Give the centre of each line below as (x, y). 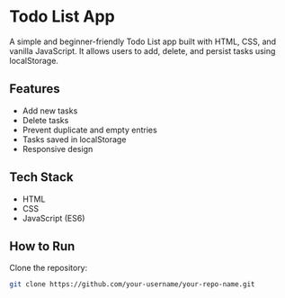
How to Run (42, 246)
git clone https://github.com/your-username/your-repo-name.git (132, 284)
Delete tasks (45, 120)
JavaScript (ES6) (53, 218)
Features (35, 89)
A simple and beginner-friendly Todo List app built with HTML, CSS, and (143, 41)
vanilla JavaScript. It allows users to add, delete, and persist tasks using (142, 50)
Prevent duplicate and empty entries (89, 130)
